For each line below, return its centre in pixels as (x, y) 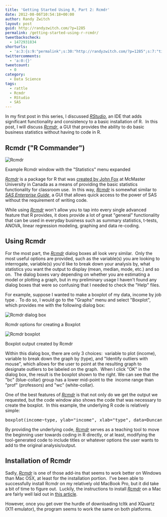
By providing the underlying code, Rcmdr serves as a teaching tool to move (82, 429)
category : (15, 75)
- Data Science (25, 79)
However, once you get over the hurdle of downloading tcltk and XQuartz (80, 504)
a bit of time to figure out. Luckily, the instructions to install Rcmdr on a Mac (83, 489)
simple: (13, 410)
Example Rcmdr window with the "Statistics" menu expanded (68, 169)
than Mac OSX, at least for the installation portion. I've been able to (74, 478)
